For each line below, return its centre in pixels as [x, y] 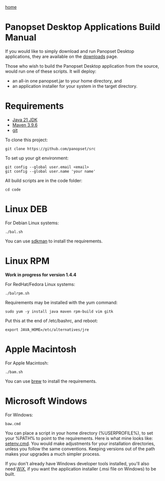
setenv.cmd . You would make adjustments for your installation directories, [80, 443]
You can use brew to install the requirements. [51, 381]
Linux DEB [26, 209]
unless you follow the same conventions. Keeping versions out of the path [80, 448]
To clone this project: [27, 140]
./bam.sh [14, 372]
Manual [21, 38]
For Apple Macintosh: [27, 363]
